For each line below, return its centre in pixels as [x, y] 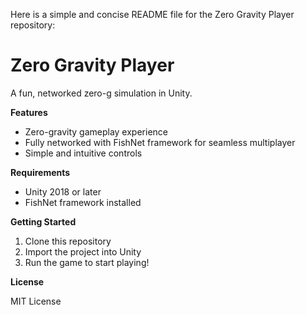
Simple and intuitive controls [83, 153]
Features [29, 112]
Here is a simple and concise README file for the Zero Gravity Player [152, 14]
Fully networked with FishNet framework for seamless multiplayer [160, 142]
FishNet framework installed [83, 202]
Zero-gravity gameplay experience [96, 131]
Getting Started [43, 221]
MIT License [36, 301]
